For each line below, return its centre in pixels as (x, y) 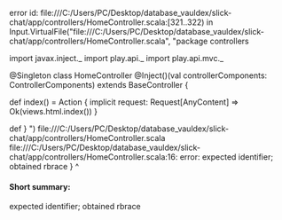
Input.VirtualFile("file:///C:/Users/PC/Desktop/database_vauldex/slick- (137, 31)
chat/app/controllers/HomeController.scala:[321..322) (107, 22)
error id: (24, 13)
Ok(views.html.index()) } (54, 111)
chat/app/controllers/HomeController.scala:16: (94, 157)
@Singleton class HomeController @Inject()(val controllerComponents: (138, 75)
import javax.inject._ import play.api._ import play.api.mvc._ (117, 58)
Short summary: (40, 186)
